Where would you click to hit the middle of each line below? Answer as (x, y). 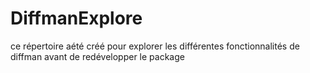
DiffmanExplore (76, 18)
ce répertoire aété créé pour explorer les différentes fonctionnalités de (155, 46)
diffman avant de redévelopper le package (97, 56)
